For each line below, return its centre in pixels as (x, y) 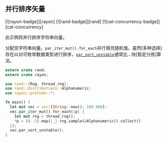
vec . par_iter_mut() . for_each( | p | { (47, 112)
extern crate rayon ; (27, 75)
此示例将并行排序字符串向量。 (36, 37)
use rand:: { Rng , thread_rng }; (37, 84)
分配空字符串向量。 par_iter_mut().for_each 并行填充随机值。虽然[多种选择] (84, 48)
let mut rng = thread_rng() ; (45, 116)
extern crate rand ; (26, 70)
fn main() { (18, 102)
